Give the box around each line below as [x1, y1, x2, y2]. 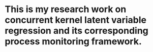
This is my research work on [5, 4, 127, 15]
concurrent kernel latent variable [5, 14, 147, 26]
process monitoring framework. [5, 36, 142, 47]
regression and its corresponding [5, 25, 148, 36]
